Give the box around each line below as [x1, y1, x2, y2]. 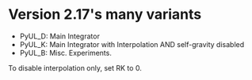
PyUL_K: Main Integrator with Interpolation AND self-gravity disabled [19, 39, 245, 49]
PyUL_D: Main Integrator [19, 31, 101, 41]
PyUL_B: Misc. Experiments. [19, 48, 113, 57]
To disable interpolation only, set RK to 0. [8, 63, 143, 72]
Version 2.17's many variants [8, 5, 202, 24]
